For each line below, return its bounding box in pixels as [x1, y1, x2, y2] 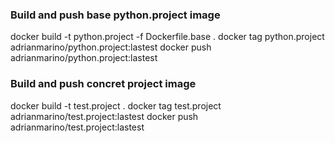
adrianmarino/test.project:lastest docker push [10, 110, 199, 122]
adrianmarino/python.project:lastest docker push [10, 41, 212, 53]
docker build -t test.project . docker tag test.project [10, 99, 222, 112]
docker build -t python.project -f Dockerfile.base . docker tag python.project [10, 31, 325, 43]
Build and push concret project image [10, 77, 197, 91]
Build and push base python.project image [10, 8, 221, 22]
